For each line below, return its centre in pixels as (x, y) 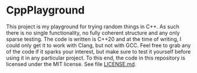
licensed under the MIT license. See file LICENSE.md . (71, 64)
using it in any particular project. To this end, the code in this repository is (96, 58)
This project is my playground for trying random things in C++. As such (93, 26)
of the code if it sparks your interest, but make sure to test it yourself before (98, 51)
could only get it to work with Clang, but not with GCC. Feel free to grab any (98, 45)
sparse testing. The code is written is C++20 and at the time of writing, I (94, 39)
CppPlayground (45, 10)
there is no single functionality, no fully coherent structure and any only (93, 32)
